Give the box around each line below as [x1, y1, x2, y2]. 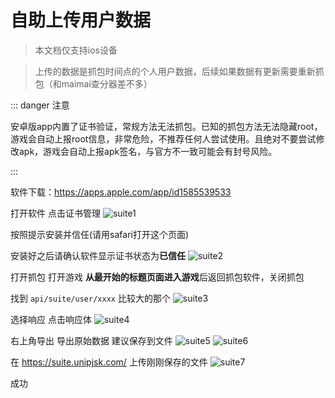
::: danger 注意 [10, 99, 70, 111]
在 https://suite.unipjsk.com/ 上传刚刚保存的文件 [10, 356, 208, 368]
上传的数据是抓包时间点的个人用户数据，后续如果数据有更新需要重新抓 [34, 65, 325, 77]
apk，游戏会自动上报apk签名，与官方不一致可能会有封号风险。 [18, 145, 278, 157]
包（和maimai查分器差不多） [34, 77, 153, 90]
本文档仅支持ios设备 [34, 44, 118, 56]
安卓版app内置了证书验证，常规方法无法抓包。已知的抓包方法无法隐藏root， [10, 120, 323, 132]
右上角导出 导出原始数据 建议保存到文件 [10, 334, 173, 346]
